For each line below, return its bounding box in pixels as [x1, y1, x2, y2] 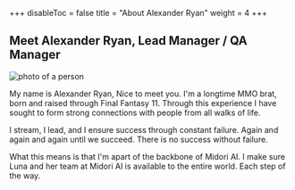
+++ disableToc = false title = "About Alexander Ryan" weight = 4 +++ [9, 8, 268, 18]
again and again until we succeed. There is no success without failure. [9, 134, 268, 145]
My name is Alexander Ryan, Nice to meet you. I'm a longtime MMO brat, [9, 88, 277, 99]
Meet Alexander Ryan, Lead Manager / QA [9, 33, 248, 48]
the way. [9, 169, 41, 181]
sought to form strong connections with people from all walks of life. [9, 107, 261, 118]
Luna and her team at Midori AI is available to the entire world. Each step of [9, 161, 286, 171]
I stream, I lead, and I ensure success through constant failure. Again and [9, 124, 279, 135]
